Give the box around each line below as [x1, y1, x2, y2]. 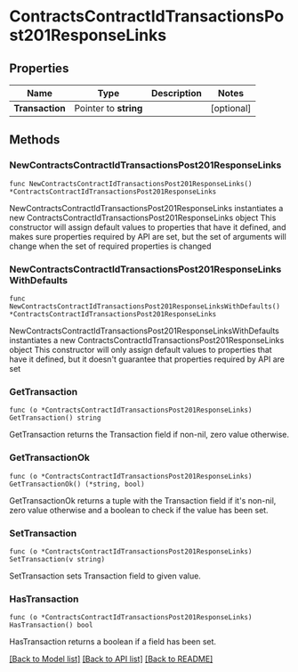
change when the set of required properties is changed [9, 241, 212, 251]
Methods [9, 132, 60, 148]
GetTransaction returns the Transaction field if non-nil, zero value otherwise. [9, 430, 290, 440]
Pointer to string [74, 102, 143, 114]
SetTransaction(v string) [9, 554, 105, 563]
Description [150, 87, 202, 99]
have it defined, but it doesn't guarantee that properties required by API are [9, 354, 285, 365]
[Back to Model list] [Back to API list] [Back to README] [9, 653, 213, 665]
